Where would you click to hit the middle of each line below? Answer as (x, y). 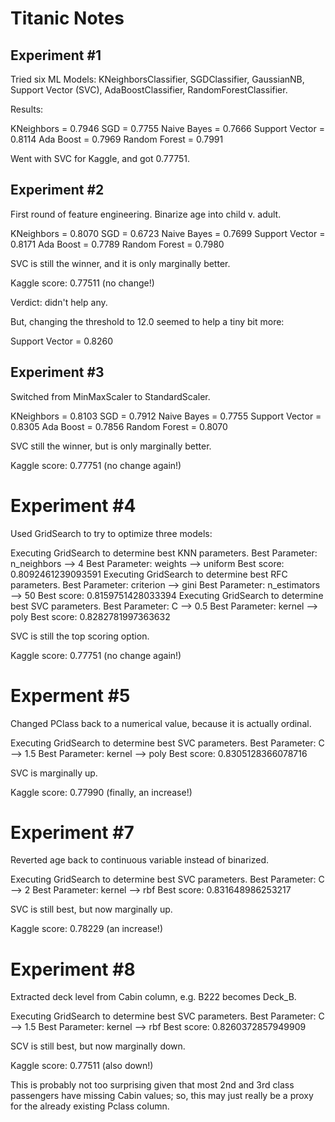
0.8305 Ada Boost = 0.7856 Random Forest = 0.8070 (119, 426)
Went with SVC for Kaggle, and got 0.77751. (100, 158)
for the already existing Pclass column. (90, 1106)
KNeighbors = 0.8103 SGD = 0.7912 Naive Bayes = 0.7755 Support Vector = (166, 416)
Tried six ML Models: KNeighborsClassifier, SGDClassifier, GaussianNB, (157, 79)
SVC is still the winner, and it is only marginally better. (120, 263)
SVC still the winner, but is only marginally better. (111, 446)
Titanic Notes (67, 18)
